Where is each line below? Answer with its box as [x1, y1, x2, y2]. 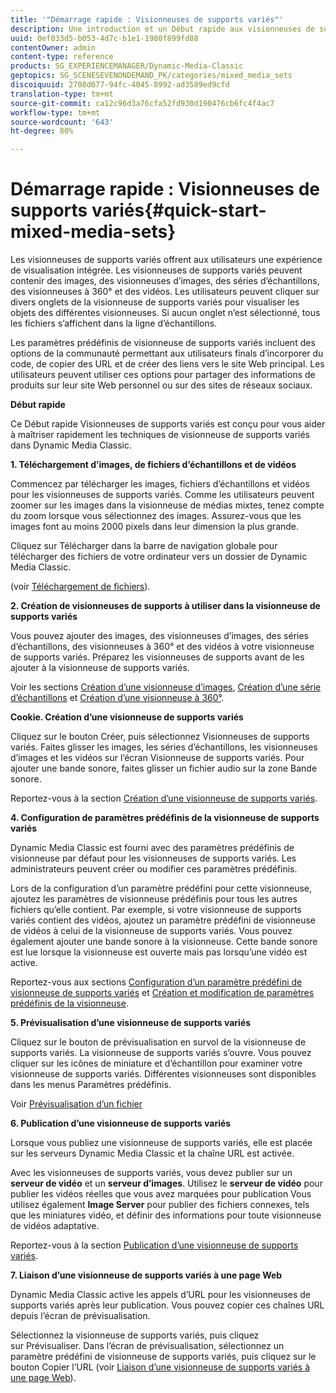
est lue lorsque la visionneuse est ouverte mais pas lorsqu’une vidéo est [10, 946, 308, 958]
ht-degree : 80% [10, 126, 74, 136]
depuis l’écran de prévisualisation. [10, 1310, 151, 1322]
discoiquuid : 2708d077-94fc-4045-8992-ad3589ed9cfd [10, 80, 230, 90]
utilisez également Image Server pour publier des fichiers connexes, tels [10, 1199, 310, 1211]
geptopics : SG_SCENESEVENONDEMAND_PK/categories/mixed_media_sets [10, 71, 293, 81]
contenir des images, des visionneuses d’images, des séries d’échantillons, [10, 275, 320, 287]
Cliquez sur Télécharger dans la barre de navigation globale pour [10, 540, 278, 552]
